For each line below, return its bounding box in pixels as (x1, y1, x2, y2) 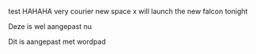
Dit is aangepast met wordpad (8, 37, 107, 46)
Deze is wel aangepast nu (8, 22, 92, 31)
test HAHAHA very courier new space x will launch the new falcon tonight (8, 7, 248, 16)
